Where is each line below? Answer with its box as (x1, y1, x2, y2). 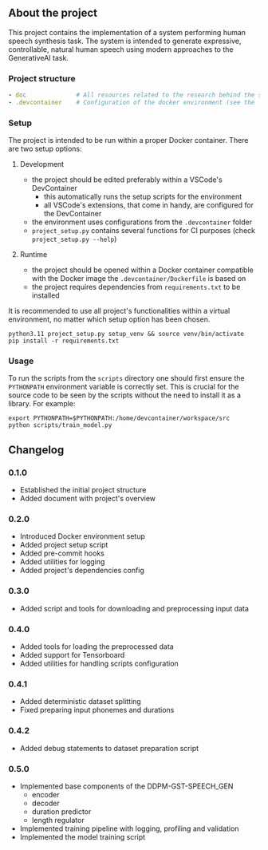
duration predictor (31, 806, 92, 816)
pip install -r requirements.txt (8, 337, 120, 346)
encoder (31, 789, 60, 799)
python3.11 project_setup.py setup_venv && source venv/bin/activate (8, 330, 245, 338)
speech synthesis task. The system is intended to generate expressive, (8, 36, 242, 45)
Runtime (19, 250, 48, 259)
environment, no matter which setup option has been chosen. (8, 314, 211, 324)
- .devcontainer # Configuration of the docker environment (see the (8, 98, 255, 106)
